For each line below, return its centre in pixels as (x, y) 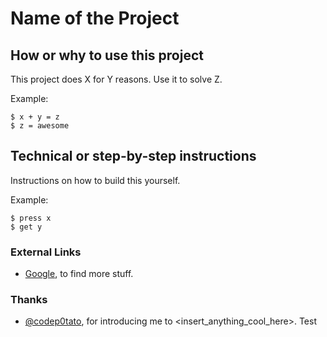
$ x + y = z (35, 117)
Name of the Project (95, 18)
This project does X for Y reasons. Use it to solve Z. (116, 79)
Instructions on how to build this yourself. (95, 180)
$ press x (31, 218)
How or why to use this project (107, 55)
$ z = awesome (40, 126)
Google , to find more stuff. (79, 274)
